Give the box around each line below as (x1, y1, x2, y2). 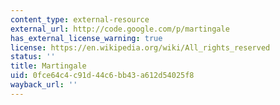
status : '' (10, 52, 56, 62)
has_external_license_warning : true (10, 33, 163, 43)
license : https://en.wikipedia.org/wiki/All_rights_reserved (10, 42, 271, 53)
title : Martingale (10, 61, 87, 71)
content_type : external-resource (10, 14, 150, 25)
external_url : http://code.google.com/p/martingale (10, 24, 230, 34)
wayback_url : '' (10, 80, 78, 90)
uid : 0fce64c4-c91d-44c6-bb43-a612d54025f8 (10, 71, 195, 81)
